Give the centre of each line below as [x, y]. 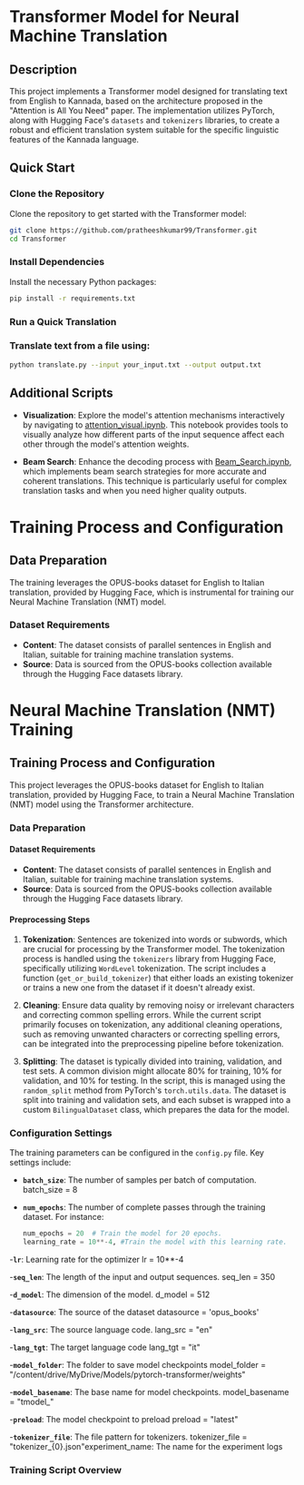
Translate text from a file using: [80, 346]
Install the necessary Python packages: [83, 281]
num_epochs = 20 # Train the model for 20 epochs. [122, 1234]
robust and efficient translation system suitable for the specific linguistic [144, 130]
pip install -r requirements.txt [73, 298]
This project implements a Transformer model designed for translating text [148, 91]
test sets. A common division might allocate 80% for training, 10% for [152, 1071]
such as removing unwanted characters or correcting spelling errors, [151, 1034]
